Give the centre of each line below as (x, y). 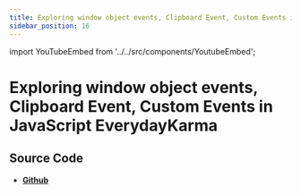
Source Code (46, 159)
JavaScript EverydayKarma (113, 125)
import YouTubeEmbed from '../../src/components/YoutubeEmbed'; (133, 51)
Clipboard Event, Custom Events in (141, 106)
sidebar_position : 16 (50, 26)
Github (35, 180)
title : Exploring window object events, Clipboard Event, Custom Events (148, 17)
